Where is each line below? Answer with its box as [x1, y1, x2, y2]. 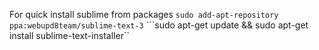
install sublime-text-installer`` [9, 30, 130, 41]
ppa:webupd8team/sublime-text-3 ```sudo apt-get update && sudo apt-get [9, 19, 309, 31]
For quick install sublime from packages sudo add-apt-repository [9, 9, 279, 20]
